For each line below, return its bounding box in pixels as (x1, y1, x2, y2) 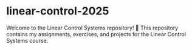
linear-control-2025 (6, 4, 109, 18)
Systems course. (6, 37, 49, 44)
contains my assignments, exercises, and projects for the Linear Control (6, 30, 187, 37)
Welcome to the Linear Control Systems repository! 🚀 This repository (6, 24, 179, 31)
